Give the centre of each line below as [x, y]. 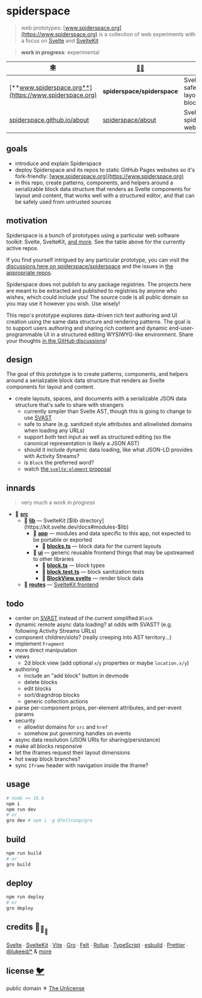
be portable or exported [62, 540]
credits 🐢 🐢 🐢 [27, 929]
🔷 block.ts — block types [73, 565]
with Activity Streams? [52, 456]
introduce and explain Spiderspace [58, 163]
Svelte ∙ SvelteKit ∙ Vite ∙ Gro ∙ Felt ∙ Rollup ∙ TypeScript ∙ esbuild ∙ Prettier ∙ [97, 945]
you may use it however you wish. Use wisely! [63, 303]
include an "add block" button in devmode [76, 676]
